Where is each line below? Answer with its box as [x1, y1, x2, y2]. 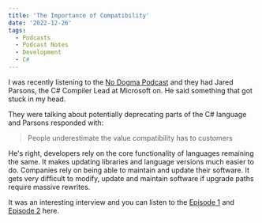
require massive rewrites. [8, 182, 91, 191]
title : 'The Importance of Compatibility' [8, 11, 150, 20]
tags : [8, 26, 26, 34]
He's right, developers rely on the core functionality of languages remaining [8, 148, 254, 158]
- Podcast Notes [15, 41, 69, 49]
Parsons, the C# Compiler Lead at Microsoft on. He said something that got [8, 85, 253, 95]
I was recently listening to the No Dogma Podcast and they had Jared [8, 77, 234, 87]
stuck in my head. [8, 94, 66, 104]
